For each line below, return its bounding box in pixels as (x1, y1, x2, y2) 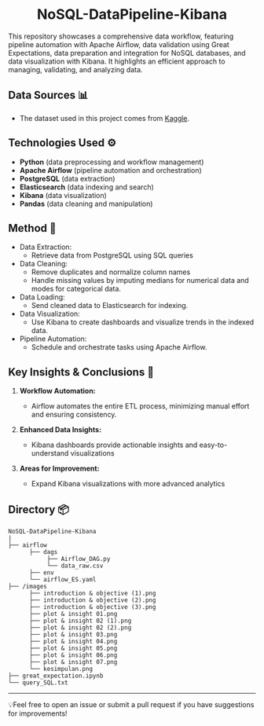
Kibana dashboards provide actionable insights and (31, 440, 198, 449)
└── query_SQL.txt (8, 679, 68, 687)
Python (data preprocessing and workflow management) (19, 157, 204, 167)
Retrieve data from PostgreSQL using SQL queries (31, 251, 194, 260)
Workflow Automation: (19, 387, 96, 396)
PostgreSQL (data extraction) (19, 174, 115, 183)
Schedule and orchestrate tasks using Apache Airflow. (31, 343, 207, 352)
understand (31, 449, 69, 458)
